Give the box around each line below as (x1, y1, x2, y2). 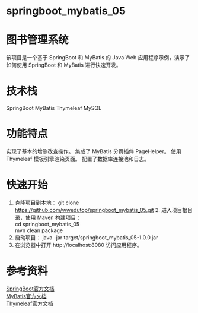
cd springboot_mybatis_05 (14, 220, 80, 227)
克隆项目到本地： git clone (14, 199, 79, 206)
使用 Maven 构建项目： (25, 214, 82, 221)
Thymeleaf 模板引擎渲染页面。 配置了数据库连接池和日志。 (6, 156, 150, 162)
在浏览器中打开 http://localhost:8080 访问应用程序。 (14, 241, 142, 248)
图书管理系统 (6, 33, 69, 47)
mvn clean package (14, 227, 63, 234)
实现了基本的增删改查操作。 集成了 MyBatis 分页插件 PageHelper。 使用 (6, 148, 182, 155)
